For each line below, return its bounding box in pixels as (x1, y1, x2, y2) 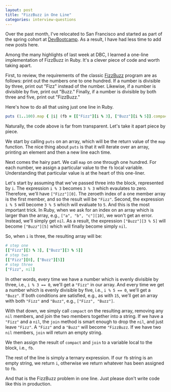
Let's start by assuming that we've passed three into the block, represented (5, 180, 164, 186)
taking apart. (5, 62, 32, 69)
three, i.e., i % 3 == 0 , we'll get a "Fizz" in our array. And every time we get (5, 281, 164, 287)
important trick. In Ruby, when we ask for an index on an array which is (5, 207, 154, 213)
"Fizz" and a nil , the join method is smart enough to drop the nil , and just (5, 318, 164, 325)
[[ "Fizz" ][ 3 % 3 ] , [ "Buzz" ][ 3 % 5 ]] (5, 248, 83, 253)
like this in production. (5, 381, 52, 387)
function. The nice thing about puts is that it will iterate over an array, (5, 144, 150, 150)
